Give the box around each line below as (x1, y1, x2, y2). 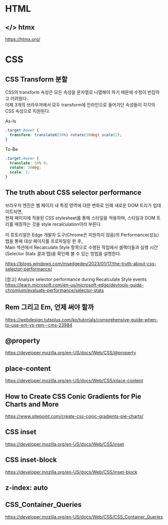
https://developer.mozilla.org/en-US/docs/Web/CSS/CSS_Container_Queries (5, 513, 163, 519)
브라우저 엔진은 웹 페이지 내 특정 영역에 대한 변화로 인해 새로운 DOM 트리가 (5, 202, 152, 208)
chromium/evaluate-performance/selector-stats (5, 287, 104, 293)
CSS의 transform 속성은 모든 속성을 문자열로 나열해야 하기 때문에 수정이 (5, 89, 146, 95)
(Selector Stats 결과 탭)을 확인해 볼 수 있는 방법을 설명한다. (5, 250, 121, 256)
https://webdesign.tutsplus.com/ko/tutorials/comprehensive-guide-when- (5, 316, 158, 322)
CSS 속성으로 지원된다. (5, 108, 51, 114)
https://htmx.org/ (5, 36, 41, 42)
